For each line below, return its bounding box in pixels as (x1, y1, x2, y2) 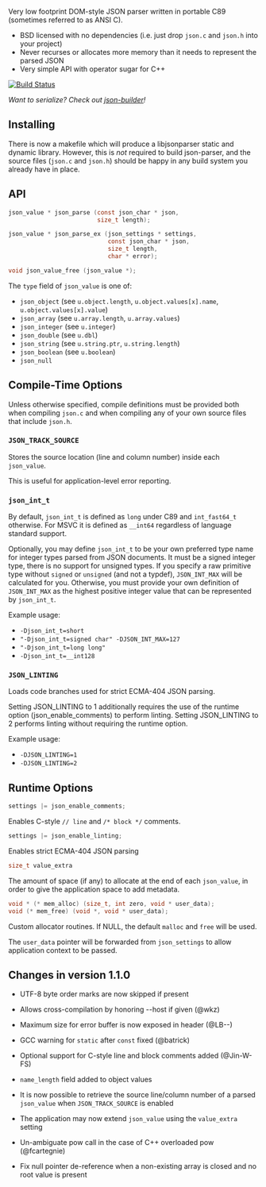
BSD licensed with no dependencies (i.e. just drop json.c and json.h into (19, 31, 258, 40)
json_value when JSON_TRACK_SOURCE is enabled (19, 1099, 174, 1108)
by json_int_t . (8, 595, 56, 604)
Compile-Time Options (8, 379, 123, 392)
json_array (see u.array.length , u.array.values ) (19, 313, 180, 322)
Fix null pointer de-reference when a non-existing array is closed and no (19, 1162, 256, 1171)
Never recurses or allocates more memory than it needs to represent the (19, 48, 257, 56)
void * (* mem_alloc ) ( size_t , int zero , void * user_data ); (8, 900, 215, 908)
